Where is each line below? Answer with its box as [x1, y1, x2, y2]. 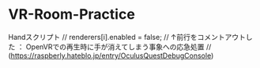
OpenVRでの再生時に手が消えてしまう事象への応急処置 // [25, 41, 212, 52]
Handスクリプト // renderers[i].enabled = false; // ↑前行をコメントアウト [8, 32, 247, 41]
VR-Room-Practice [8, 5, 136, 23]
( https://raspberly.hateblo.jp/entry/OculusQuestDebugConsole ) [8, 51, 214, 60]
